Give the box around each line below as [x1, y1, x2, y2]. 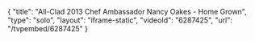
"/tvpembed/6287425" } [7, 24, 88, 33]
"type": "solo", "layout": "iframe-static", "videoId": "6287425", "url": [7, 15, 233, 25]
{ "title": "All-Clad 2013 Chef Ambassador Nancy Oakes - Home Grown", [7, 7, 247, 16]
